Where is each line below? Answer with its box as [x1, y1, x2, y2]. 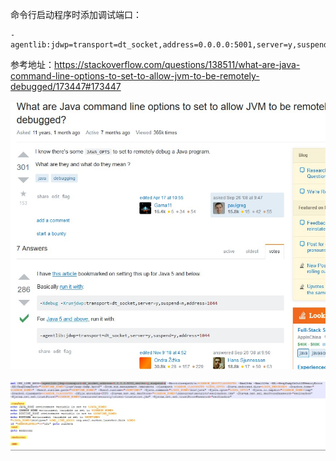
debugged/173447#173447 [10, 81, 122, 92]
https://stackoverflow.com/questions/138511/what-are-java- [54, 59, 301, 70]
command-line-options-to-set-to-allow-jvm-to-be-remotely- [10, 70, 260, 82]
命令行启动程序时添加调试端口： [10, 9, 142, 20]
